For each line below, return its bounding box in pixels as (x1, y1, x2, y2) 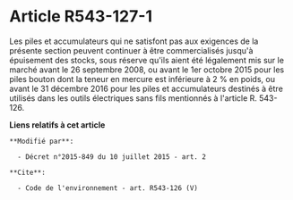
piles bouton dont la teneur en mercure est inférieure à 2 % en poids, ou (9, 73, 276, 84)
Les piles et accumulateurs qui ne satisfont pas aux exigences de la (9, 36, 259, 46)
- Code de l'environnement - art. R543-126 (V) (17, 183, 199, 193)
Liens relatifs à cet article (9, 119, 106, 130)
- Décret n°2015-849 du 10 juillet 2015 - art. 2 (17, 152, 206, 162)
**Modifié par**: (9, 137, 74, 146)
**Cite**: (9, 168, 47, 177)
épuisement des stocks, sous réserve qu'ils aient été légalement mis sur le (9, 54, 285, 65)
